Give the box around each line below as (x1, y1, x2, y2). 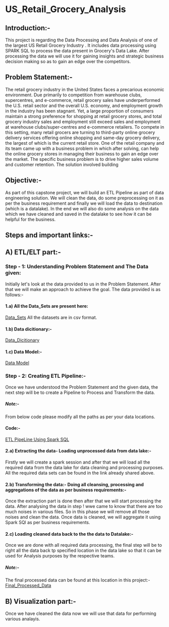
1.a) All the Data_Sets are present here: (5, 303, 88, 309)
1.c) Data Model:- (5, 349, 42, 355)
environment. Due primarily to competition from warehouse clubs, (5, 92, 142, 98)
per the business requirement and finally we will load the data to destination (5, 200, 163, 206)
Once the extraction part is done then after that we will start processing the (5, 498, 161, 504)
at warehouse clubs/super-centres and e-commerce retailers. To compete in (5, 124, 164, 130)
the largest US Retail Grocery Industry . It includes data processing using (5, 42, 156, 48)
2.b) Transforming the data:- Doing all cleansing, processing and (5, 481, 144, 487)
